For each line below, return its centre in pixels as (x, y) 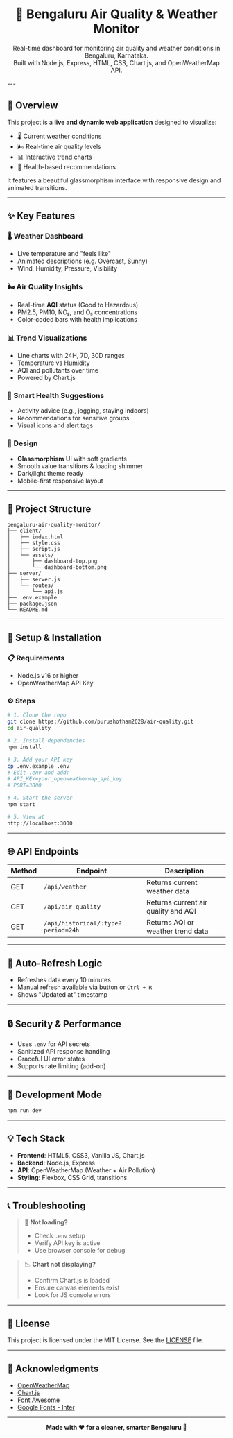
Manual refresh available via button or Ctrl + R (85, 987)
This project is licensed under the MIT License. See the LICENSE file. (105, 1340)
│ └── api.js (35, 592)
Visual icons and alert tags (55, 425)
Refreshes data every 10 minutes (64, 980)
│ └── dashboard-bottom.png (57, 567)
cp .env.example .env (38, 766)
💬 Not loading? (46, 1222)
